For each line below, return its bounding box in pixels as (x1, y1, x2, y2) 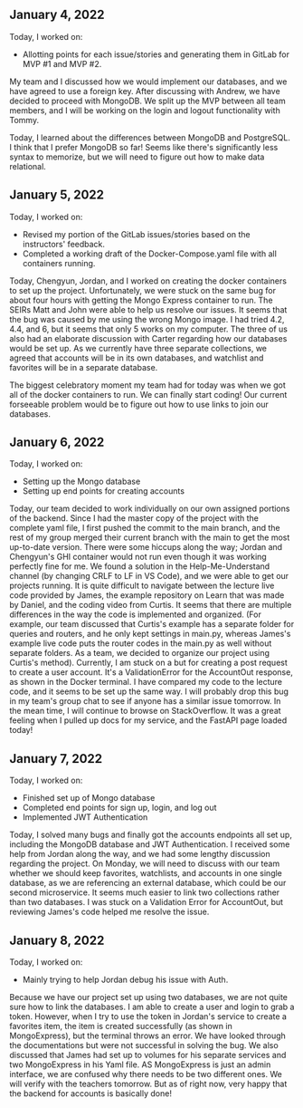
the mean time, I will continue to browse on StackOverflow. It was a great (9, 706, 282, 717)
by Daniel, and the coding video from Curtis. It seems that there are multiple (9, 600, 292, 611)
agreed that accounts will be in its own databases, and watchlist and (9, 352, 264, 363)
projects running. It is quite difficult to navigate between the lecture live (9, 580, 275, 592)
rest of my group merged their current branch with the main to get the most (9, 532, 290, 543)
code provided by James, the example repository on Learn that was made (9, 590, 285, 601)
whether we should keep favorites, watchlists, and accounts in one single (9, 868, 283, 879)
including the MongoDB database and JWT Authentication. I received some (9, 839, 290, 850)
